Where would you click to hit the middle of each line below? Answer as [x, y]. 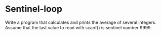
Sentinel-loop [34, 9]
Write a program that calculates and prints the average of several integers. [81, 22]
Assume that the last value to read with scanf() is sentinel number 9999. [79, 27]
